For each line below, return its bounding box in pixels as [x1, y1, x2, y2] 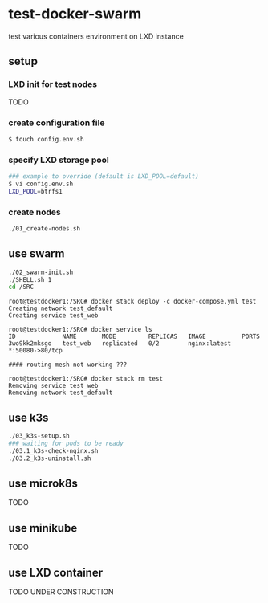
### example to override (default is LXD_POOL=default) [8, 173, 199, 181]
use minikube [8, 521, 78, 535]
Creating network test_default [8, 304, 113, 313]
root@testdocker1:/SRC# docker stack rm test [8, 375, 163, 383]
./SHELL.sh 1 [8, 275, 52, 283]
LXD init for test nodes [8, 79, 98, 90]
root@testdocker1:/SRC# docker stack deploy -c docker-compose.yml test [8, 298, 257, 306]
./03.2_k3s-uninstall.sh [8, 454, 91, 462]
